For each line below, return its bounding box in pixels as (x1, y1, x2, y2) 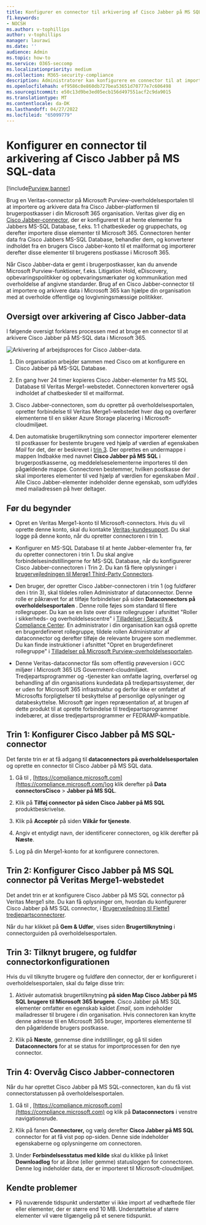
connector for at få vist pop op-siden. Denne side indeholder (15, 1133, 169, 1141)
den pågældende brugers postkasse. (15, 1024, 109, 1031)
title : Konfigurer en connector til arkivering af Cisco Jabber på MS (6, 9, 191, 15)
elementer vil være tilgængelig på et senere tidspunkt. (15, 1212, 152, 1219)
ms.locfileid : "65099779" (6, 112, 72, 118)
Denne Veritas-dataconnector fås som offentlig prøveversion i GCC (15, 659, 185, 667)
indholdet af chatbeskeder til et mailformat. (15, 390, 124, 397)
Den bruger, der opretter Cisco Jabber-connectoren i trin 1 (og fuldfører (15, 582, 196, 589)
